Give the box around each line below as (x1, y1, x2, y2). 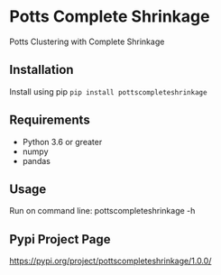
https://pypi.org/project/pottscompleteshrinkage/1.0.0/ (9, 255, 212, 267)
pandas (22, 155, 51, 166)
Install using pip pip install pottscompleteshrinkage (9, 86, 207, 96)
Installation (9, 62, 74, 78)
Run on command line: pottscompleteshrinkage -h (9, 206, 196, 216)
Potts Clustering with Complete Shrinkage (9, 36, 165, 47)
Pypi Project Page (9, 232, 111, 247)
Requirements (9, 113, 90, 128)
